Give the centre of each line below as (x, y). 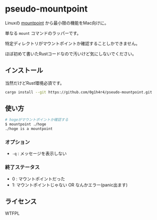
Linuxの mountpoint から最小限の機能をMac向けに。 (57, 23)
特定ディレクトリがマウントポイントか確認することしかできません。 (72, 43)
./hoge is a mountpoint (29, 129)
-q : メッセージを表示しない (39, 154)
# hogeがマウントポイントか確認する (37, 120)
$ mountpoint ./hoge (26, 124)
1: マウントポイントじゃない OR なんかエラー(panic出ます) (70, 185)
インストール (24, 70)
